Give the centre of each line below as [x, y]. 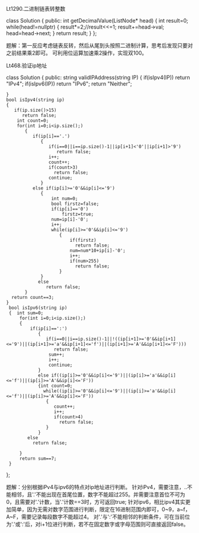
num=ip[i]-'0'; [70, 219]
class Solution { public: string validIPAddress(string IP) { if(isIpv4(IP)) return [98, 77]
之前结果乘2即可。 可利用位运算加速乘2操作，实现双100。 [77, 53]
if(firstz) [83, 240]
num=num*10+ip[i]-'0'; [98, 251]
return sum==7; [38, 459]
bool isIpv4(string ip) [36, 100]
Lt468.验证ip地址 [27, 65]
